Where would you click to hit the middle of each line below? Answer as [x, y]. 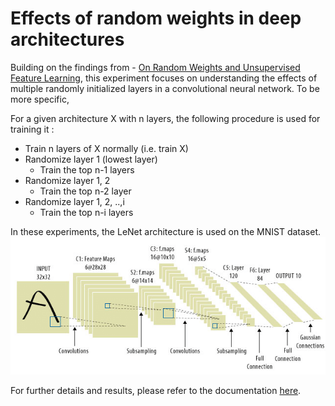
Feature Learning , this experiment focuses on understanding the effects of [164, 78]
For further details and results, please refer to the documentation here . [156, 391]
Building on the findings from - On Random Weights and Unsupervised [155, 67]
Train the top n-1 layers [87, 169]
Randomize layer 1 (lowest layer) [91, 159]
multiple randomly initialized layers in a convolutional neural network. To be [165, 88]
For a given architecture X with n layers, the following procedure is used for [165, 118]
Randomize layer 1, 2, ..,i [74, 201]
